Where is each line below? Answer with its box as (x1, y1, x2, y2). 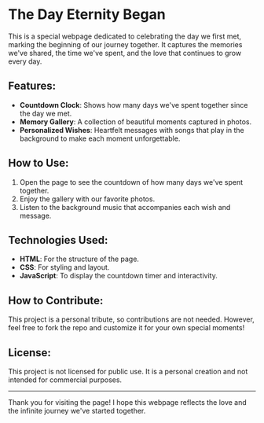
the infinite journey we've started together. (8, 406, 146, 415)
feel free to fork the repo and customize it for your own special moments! (8, 323, 245, 333)
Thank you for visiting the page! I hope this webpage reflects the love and (8, 398, 247, 406)
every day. (8, 57, 42, 66)
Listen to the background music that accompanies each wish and (19, 202, 231, 211)
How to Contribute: (8, 293, 104, 307)
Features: (8, 79, 57, 93)
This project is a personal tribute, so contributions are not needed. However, (8, 314, 255, 324)
